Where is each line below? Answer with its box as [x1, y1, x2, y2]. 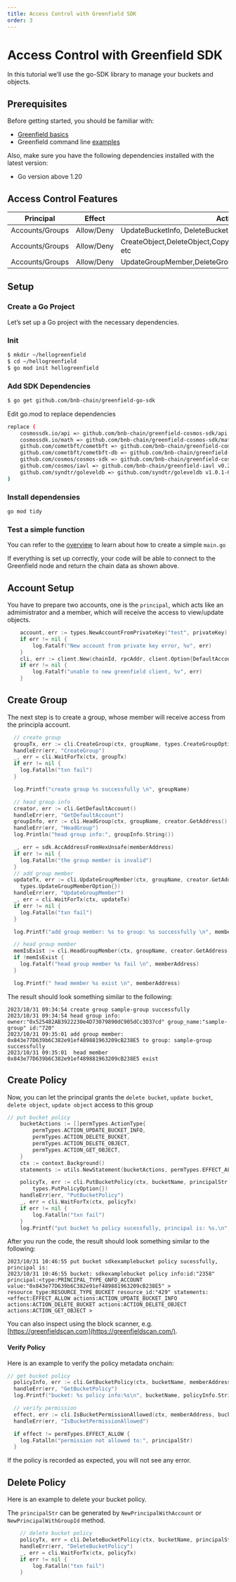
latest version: [7, 159, 48, 167]
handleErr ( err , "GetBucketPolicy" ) [13, 1385, 118, 1392]
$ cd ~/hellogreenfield [7, 357, 77, 365]
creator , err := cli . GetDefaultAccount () [13, 805, 137, 812]
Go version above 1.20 [17, 173, 83, 181]
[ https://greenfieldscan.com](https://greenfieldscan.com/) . [7, 1327, 178, 1336]
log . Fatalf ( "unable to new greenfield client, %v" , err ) [32, 668, 202, 675]
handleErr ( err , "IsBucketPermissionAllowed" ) [13, 1418, 150, 1425]
